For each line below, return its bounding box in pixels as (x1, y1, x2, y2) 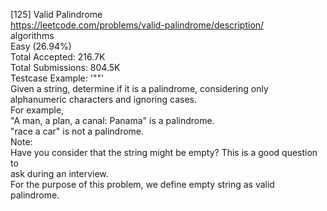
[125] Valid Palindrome (10, 9, 103, 20)
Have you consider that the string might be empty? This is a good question (10, 147, 318, 158)
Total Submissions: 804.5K (10, 62, 121, 73)
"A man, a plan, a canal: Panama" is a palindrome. (10, 115, 215, 126)
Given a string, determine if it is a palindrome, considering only (10, 83, 269, 94)
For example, (10, 104, 65, 116)
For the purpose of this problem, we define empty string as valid (10, 179, 275, 190)
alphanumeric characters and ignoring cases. (10, 94, 197, 105)
